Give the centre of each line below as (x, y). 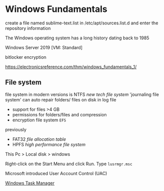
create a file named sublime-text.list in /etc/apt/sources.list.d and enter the (82, 23)
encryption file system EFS (39, 120)
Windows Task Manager (30, 183)
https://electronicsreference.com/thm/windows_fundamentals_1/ (71, 67)
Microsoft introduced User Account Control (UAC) (56, 173)
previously (16, 129)
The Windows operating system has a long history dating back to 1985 (77, 38)
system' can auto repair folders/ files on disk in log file (61, 99)
